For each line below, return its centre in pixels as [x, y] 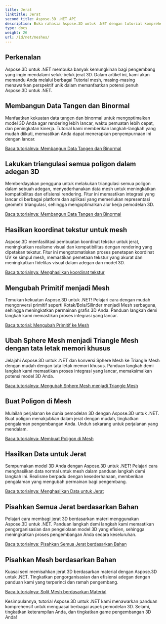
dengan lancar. [20, 139]
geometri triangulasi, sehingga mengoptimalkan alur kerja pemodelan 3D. [80, 205]
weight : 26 [16, 33]
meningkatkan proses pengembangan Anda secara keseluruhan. [71, 534]
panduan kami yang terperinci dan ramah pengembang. [62, 582]
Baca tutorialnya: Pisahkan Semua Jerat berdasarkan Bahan [66, 544]
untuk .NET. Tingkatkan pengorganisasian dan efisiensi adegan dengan [78, 577]
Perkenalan [23, 57]
